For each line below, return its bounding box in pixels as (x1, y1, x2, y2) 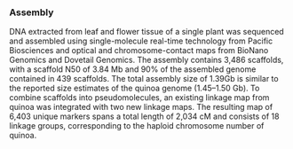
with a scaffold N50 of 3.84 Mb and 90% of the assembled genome (9, 64, 257, 74)
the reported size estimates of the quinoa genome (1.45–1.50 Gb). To (9, 82, 260, 94)
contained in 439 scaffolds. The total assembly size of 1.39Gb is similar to (9, 74, 279, 84)
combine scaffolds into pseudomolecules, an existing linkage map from (9, 92, 270, 103)
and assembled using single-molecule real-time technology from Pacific (9, 35, 273, 46)
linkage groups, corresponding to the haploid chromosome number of (9, 121, 265, 131)
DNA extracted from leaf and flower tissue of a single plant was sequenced (9, 27, 284, 37)
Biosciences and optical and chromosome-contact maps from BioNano (9, 45, 269, 56)
